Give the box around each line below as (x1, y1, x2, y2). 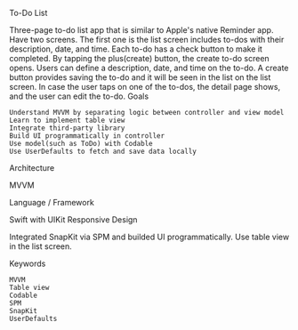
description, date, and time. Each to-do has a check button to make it (9, 44, 262, 54)
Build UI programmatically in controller (9, 132, 165, 141)
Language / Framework (9, 197, 95, 207)
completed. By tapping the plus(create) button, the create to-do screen (9, 53, 270, 63)
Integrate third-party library (9, 124, 125, 133)
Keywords (9, 258, 46, 269)
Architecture (9, 163, 55, 173)
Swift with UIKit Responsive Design (9, 214, 138, 225)
